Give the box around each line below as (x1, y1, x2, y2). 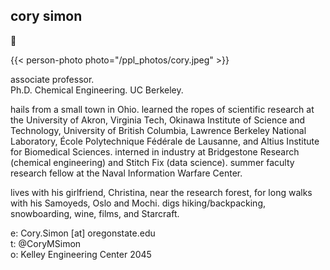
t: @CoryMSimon (10, 237, 82, 249)
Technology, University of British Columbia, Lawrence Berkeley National (10, 124, 307, 136)
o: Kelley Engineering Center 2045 (10, 248, 152, 260)
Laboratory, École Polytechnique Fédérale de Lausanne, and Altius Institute (10, 135, 320, 147)
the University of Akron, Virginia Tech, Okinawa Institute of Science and (10, 114, 305, 126)
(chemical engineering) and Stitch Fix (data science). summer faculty (10, 156, 295, 168)
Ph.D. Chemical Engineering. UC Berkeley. (10, 84, 184, 96)
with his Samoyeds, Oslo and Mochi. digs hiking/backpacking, (10, 197, 267, 209)
